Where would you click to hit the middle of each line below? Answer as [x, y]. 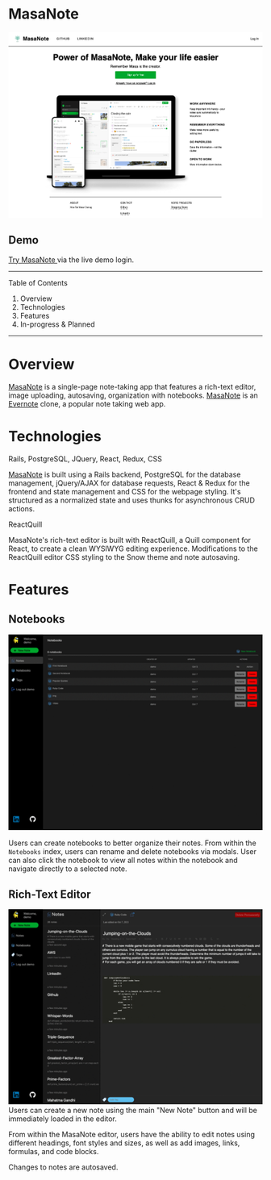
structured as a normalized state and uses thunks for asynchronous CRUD [132, 500]
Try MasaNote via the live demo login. [71, 260]
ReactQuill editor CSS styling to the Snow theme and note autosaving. [124, 557]
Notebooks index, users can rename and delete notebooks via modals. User [132, 852]
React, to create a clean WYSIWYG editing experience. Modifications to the [133, 548]
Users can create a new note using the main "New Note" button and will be [133, 1110]
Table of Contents [38, 282]
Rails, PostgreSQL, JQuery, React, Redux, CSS [85, 459]
